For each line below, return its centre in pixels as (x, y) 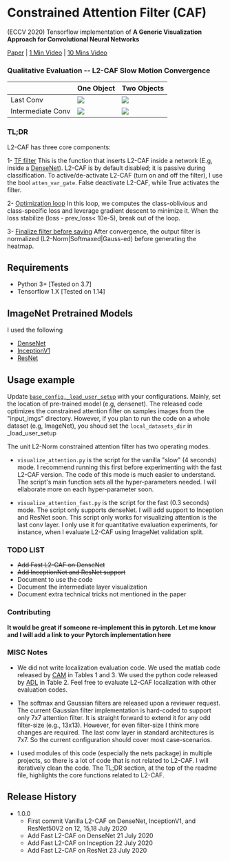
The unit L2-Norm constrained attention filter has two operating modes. (109, 446)
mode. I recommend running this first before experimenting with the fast (119, 467)
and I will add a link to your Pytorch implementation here (89, 634)
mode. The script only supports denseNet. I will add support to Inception (120, 510)
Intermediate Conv (41, 111)
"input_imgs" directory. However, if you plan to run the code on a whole (108, 418)
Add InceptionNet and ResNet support (71, 572)
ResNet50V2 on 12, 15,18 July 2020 (77, 828)
